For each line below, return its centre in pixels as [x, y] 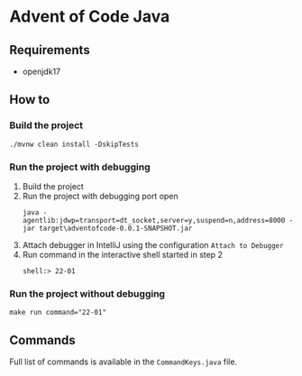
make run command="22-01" [58, 313]
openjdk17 [41, 71]
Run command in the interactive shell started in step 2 [123, 254]
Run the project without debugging [87, 293]
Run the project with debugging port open [100, 196]
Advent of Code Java [90, 17]
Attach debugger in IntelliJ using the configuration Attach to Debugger [153, 244]
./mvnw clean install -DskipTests [74, 144]
